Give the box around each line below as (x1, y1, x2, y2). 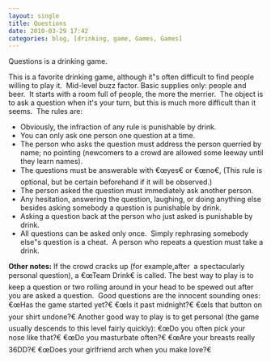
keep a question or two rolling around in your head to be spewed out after (8, 282, 254, 292)
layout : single (8, 11, 60, 20)
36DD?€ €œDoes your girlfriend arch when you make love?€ (8, 345, 212, 355)
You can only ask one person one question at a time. (19, 131, 196, 141)
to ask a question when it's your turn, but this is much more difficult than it (8, 98, 256, 107)
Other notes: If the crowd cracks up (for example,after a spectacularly (8, 262, 245, 271)
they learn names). (19, 157, 83, 166)
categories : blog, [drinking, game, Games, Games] (8, 34, 183, 43)
